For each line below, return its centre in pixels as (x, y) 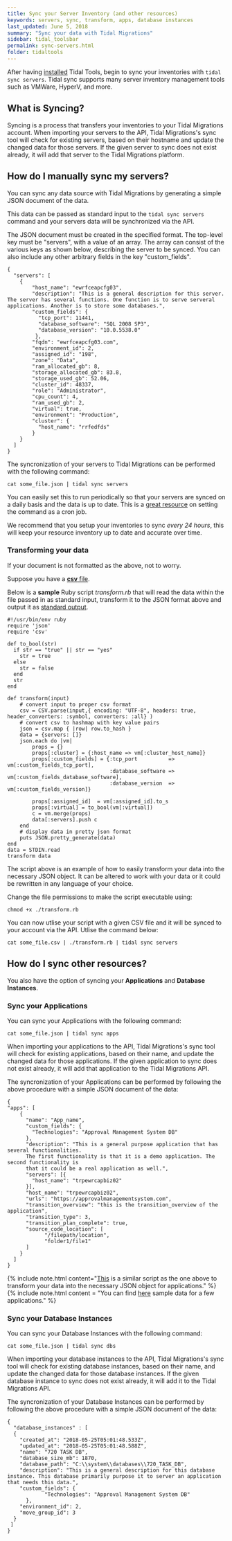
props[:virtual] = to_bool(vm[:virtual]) (93, 808)
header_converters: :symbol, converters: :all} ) (80, 716)
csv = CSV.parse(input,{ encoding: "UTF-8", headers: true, (108, 711)
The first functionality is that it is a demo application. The (120, 1156)
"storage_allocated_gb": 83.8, (77, 372)
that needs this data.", (43, 1483)
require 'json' (29, 625)
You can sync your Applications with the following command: (94, 1021)
